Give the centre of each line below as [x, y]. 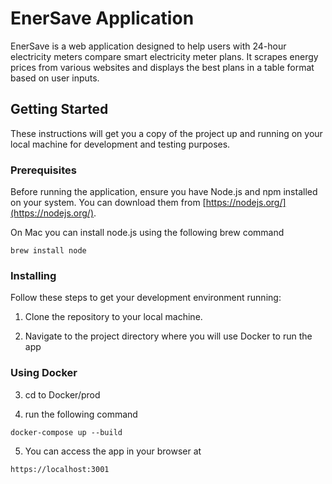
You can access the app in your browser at [113, 451]
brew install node [48, 251]
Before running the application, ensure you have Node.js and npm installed [164, 192]
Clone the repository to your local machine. [113, 317]
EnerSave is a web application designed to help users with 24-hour [148, 46]
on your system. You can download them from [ [108, 203]
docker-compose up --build [66, 432]
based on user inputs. [55, 78]
